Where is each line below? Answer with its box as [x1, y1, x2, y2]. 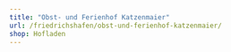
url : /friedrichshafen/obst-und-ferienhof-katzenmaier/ [9, 21, 222, 30]
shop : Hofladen [9, 29, 66, 38]
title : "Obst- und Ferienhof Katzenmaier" [9, 12, 170, 22]
